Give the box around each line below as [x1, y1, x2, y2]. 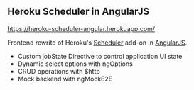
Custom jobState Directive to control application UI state [17, 52, 183, 60]
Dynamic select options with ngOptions [17, 60, 133, 68]
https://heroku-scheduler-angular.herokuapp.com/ [7, 24, 155, 33]
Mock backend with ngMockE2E [17, 74, 112, 83]
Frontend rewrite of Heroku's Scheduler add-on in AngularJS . [7, 38, 187, 47]
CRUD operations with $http [17, 67, 101, 75]
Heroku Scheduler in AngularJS [7, 6, 150, 18]
